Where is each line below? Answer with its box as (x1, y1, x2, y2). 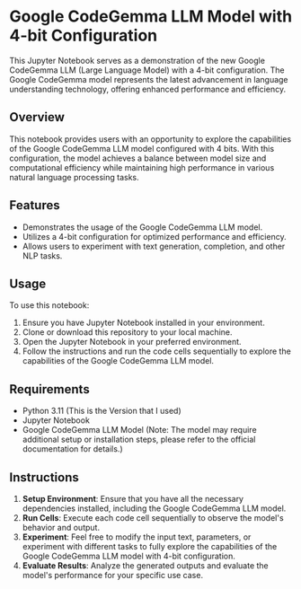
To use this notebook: (9, 300, 90, 311)
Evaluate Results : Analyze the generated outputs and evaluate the (22, 560, 270, 571)
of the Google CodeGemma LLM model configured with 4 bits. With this (9, 143, 275, 154)
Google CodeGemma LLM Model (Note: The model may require (22, 425, 258, 435)
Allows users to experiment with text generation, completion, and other (22, 241, 286, 251)
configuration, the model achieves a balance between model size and (9, 153, 267, 163)
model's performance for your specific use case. (22, 570, 204, 580)
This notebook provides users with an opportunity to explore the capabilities (9, 133, 292, 145)
